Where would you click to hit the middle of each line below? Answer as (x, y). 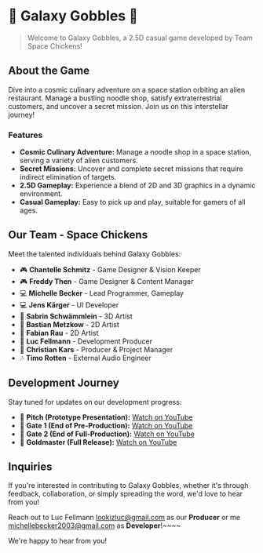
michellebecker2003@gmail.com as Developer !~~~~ (95, 526)
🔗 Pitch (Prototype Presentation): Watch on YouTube (106, 417)
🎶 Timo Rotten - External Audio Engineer (85, 358)
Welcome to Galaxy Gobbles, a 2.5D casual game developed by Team (140, 38)
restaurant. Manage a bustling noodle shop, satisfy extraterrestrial (115, 98)
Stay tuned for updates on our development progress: (95, 402)
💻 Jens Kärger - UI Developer (69, 304)
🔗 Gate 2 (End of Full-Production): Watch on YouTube (107, 434)
